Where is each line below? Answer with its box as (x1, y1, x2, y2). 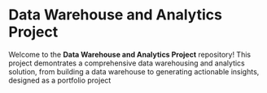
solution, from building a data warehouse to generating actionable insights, (8, 66, 260, 76)
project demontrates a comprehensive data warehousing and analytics (8, 58, 246, 68)
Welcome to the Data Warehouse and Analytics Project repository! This (8, 49, 251, 59)
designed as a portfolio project (8, 75, 112, 85)
